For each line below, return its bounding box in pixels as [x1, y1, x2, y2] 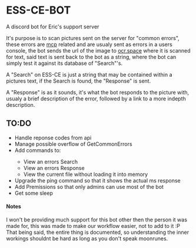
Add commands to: [14, 146, 61, 154]
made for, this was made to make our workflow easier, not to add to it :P [6, 222, 181, 229]
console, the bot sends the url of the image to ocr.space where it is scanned [6, 47, 191, 54]
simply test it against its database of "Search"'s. [6, 60, 122, 67]
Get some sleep [14, 190, 53, 197]
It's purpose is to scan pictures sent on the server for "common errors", [6, 34, 180, 41]
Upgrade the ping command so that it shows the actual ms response [14, 177, 181, 184]
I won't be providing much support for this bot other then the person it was [6, 216, 187, 223]
